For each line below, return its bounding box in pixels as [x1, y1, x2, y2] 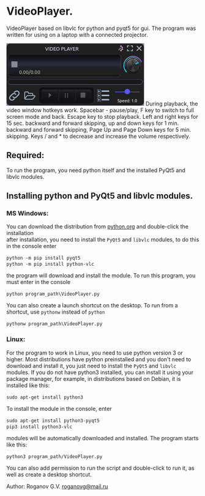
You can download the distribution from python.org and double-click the [6, 223, 188, 230]
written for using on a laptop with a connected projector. [6, 31, 148, 38]
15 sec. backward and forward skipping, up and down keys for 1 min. [6, 119, 179, 127]
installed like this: [6, 381, 50, 389]
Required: [6, 150, 45, 160]
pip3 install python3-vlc [6, 424, 72, 430]
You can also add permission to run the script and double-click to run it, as [6, 464, 195, 472]
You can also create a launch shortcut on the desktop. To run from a [6, 302, 179, 309]
